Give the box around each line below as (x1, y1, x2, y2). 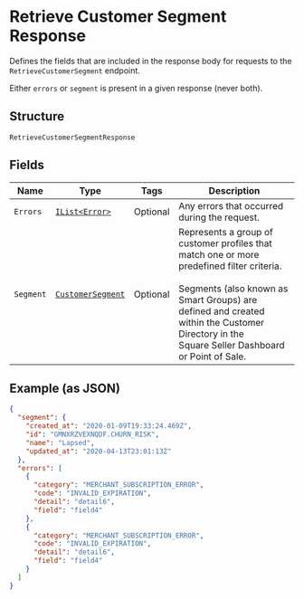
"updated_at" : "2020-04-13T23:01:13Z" (25, 446, 172, 456)
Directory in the (178, 328, 244, 340)
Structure (9, 109, 65, 124)
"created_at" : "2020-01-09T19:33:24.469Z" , (25, 422, 193, 431)
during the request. (178, 211, 260, 223)
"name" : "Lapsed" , (25, 438, 95, 447)
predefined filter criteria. (178, 260, 282, 272)
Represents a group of (178, 225, 273, 238)
